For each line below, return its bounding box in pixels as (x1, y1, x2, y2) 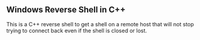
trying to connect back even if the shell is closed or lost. (6, 27, 148, 34)
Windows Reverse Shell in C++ (6, 5, 126, 15)
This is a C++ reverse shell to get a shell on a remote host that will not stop (6, 20, 194, 27)
